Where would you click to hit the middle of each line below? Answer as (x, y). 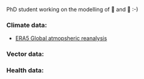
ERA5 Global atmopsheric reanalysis (61, 38)
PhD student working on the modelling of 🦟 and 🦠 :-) (72, 9)
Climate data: (27, 25)
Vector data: (25, 54)
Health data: (25, 70)
